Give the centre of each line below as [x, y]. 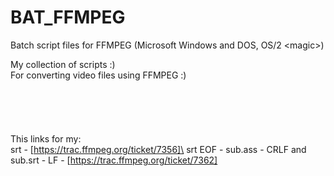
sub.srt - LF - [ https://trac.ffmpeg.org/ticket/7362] [114, 160]
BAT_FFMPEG [68, 17]
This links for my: [46, 138]
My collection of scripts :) [63, 64]
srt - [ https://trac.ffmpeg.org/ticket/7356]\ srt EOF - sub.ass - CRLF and [158, 149]
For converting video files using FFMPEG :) [98, 75]
